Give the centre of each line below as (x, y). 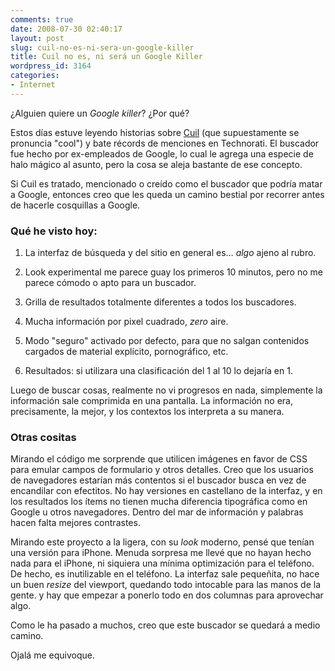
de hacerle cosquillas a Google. (75, 205)
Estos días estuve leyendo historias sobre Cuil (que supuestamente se (155, 132)
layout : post (37, 38)
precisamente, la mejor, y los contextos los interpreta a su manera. (147, 412)
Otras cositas (43, 437)
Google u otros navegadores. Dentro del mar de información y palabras (157, 512)
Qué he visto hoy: (54, 231)
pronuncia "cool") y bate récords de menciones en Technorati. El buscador (165, 143)
